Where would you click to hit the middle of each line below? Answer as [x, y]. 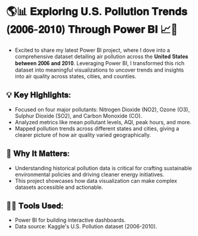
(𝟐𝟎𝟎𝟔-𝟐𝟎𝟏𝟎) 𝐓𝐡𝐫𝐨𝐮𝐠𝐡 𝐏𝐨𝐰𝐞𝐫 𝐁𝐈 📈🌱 [92, 30]
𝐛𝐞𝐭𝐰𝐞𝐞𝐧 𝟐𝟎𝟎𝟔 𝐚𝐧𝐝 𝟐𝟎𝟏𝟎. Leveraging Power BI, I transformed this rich [100, 63]
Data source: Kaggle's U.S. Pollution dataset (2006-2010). [86, 226]
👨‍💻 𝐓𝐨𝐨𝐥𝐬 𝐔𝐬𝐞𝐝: [35, 206]
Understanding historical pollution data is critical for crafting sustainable [103, 168]
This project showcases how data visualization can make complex [96, 180]
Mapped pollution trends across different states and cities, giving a [97, 128]
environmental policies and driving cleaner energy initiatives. [89, 174]
